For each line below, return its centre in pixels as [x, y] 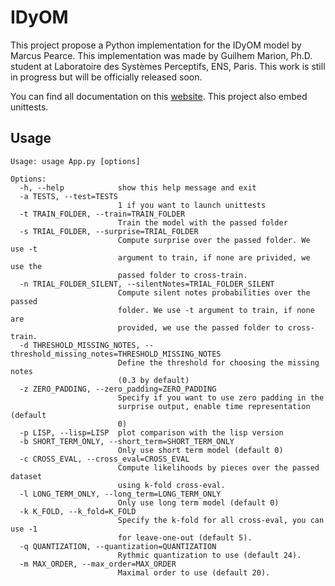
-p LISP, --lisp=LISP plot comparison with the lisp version [151, 432]
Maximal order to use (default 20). [194, 572]
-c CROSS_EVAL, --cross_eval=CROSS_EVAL [104, 459]
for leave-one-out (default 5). [185, 537]
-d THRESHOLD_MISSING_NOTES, [80, 345]
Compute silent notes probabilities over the [214, 292]
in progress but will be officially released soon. [106, 77]
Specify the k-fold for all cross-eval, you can [221, 520]
